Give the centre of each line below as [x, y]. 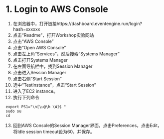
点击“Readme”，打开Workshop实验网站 [53, 35]
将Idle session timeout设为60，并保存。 [54, 132]
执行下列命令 [26, 97]
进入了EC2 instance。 [35, 91]
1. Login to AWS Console [57, 9]
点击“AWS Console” [33, 41]
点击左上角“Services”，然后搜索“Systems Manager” [66, 54]
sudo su [14, 111]
